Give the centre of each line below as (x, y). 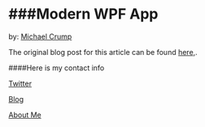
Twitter (20, 83)
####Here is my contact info (57, 68)
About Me (25, 115)
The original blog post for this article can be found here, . (103, 52)
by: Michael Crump (40, 36)
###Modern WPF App (83, 14)
